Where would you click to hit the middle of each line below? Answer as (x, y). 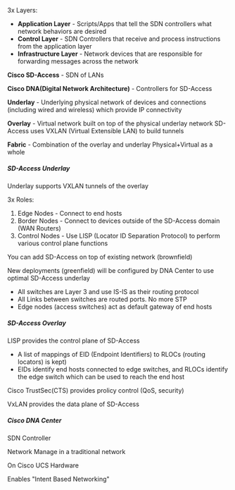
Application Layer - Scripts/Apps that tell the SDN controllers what (115, 24)
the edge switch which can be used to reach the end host (101, 376)
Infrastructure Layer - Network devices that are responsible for (110, 54)
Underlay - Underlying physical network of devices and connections (107, 102)
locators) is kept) (42, 362)
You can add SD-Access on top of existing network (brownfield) (100, 257)
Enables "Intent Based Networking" (59, 479)
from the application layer (55, 46)
